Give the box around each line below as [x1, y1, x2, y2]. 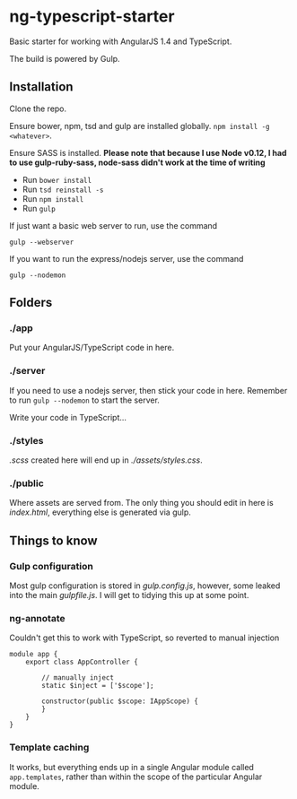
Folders [9, 295, 53, 310]
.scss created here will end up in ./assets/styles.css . [9, 455, 204, 465]
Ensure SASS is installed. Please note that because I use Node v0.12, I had [9, 147, 287, 158]
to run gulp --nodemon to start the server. [9, 395, 160, 405]
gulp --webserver [9, 238, 74, 247]
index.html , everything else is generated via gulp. [9, 507, 191, 517]
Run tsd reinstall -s [22, 184, 104, 195]
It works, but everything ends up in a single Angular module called [9, 761, 254, 772]
